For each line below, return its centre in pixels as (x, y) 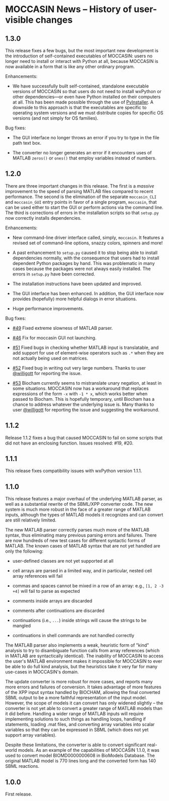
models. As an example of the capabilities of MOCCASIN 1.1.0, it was (89, 750)
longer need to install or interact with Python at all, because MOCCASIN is (82, 61)
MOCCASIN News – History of (69, 9)
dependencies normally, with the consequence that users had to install (86, 258)
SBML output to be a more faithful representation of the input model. (76, 698)
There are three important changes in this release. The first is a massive (80, 186)
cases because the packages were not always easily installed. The (81, 269)
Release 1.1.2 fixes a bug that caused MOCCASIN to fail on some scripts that (84, 437)
